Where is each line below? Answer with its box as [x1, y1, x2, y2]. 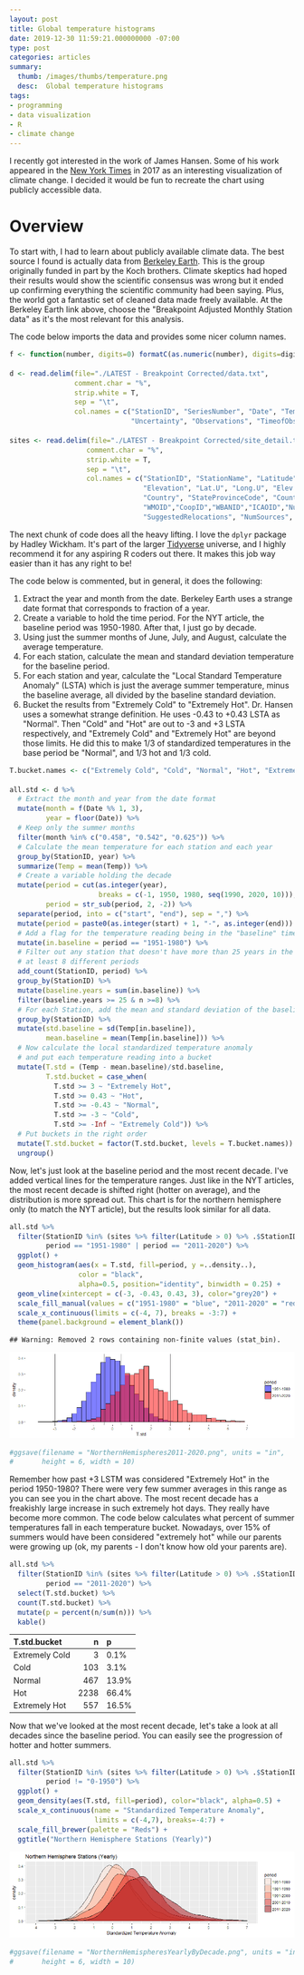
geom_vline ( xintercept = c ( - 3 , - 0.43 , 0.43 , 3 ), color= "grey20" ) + [17, 1289, 278, 1298]
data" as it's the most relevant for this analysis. [9, 314, 185, 325]
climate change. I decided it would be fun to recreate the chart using [9, 175, 265, 186]
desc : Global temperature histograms [17, 82, 165, 91]
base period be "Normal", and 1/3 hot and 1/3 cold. [22, 747, 212, 758]
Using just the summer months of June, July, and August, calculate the [22, 631, 288, 642]
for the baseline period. [22, 660, 110, 671]
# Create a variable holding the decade [17, 871, 172, 880]
